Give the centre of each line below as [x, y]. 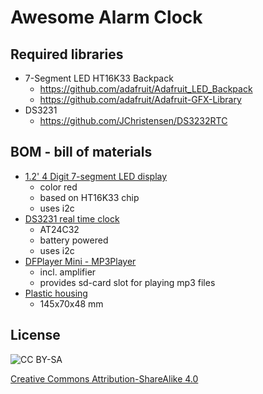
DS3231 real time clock [72, 218]
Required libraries [67, 54]
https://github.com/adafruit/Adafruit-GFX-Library [140, 99]
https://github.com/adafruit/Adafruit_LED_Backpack [146, 89]
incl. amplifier [68, 272]
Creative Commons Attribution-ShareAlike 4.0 [104, 378]
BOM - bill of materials [81, 152]
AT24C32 [59, 229]
